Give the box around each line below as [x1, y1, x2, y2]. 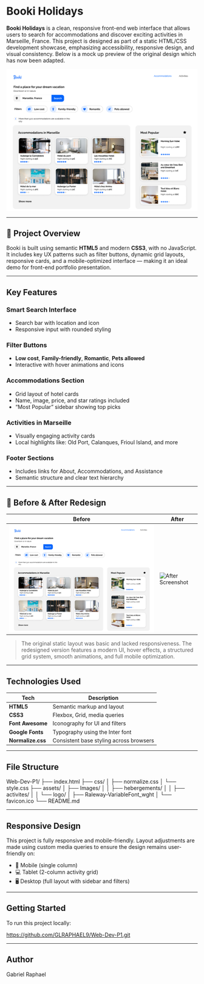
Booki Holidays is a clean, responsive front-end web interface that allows [6, 24, 190, 32]
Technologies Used [6, 676, 81, 686]
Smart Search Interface [6, 305, 77, 314]
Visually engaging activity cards [15, 432, 95, 439]
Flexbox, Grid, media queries [52, 711, 124, 719]
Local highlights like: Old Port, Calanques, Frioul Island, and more [15, 438, 178, 445]
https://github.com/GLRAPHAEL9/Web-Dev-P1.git [6, 931, 131, 938]
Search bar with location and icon [15, 319, 100, 327]
